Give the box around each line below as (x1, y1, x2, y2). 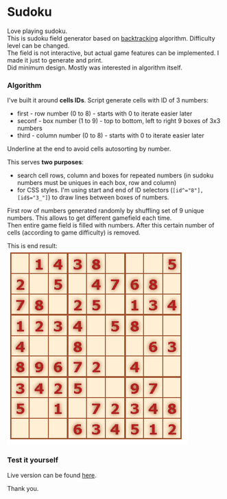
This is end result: (7, 242, 58, 250)
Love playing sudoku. (7, 27, 68, 35)
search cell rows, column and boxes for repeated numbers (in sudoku (16, 171, 214, 179)
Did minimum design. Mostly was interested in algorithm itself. (7, 63, 183, 71)
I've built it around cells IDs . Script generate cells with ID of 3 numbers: (7, 96, 209, 104)
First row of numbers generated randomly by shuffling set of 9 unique (7, 207, 204, 215)
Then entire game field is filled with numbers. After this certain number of (7, 221, 215, 230)
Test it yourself (7, 455, 58, 465)
